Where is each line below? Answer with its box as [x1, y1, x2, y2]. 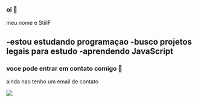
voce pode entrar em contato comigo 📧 [6, 64, 123, 72]
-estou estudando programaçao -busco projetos [6, 36, 192, 47]
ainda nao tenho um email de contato [6, 78, 99, 85]
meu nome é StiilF [6, 19, 51, 27]
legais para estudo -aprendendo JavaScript [6, 46, 174, 56]
